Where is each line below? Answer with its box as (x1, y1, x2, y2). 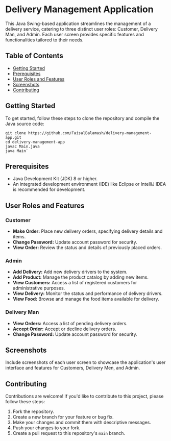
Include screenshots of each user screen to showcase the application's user (5, 359, 166, 365)
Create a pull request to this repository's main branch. (12, 430, 126, 436)
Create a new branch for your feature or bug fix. (12, 414, 114, 420)
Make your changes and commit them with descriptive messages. (12, 420, 152, 426)
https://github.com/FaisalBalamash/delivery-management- (28, 130, 152, 136)
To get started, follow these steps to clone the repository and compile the (5, 115, 160, 121)
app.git (5, 135, 22, 140)
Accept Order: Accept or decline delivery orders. (12, 326, 116, 332)
